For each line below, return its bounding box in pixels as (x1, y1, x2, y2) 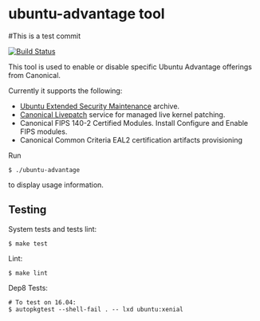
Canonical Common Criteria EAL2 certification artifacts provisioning (19, 135, 243, 144)
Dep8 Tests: (8, 283, 48, 292)
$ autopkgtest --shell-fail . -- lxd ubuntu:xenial (8, 305, 183, 313)
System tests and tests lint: (8, 224, 97, 233)
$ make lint (8, 268, 48, 277)
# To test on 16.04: (8, 298, 77, 307)
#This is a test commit (8, 31, 81, 41)
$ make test (8, 240, 48, 248)
